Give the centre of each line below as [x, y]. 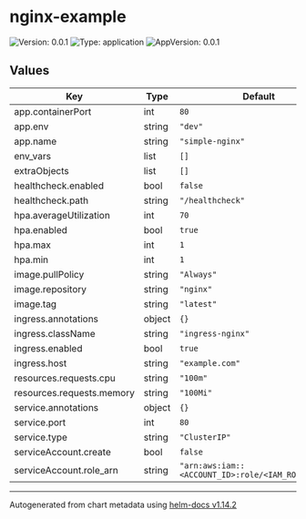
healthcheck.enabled [59, 186]
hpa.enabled [41, 229]
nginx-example [68, 17]
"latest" [198, 304]
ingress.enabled [48, 348]
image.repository [51, 289]
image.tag [36, 304]
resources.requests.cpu [65, 378]
